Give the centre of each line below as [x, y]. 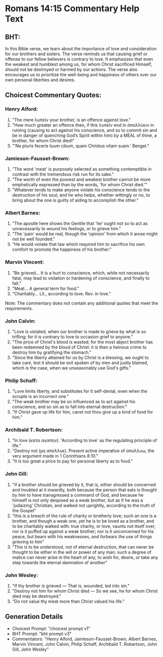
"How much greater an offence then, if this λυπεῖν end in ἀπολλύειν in [83, 125]
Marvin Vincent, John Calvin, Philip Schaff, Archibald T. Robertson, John [84, 644]
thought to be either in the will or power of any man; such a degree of [82, 552]
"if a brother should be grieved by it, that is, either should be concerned [84, 484]
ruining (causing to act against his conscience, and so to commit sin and [84, 130]
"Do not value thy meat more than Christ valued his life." [68, 601]
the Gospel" [24, 510]
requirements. [19, 308]
